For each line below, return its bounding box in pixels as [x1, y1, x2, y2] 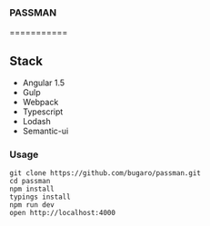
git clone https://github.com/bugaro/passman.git [9, 169, 202, 178]
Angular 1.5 [22, 77, 65, 88]
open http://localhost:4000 [9, 209, 116, 218]
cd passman [9, 177, 51, 186]
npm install [9, 184, 55, 194]
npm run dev [9, 201, 55, 210]
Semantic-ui [22, 125, 69, 137]
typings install [9, 192, 71, 201]
